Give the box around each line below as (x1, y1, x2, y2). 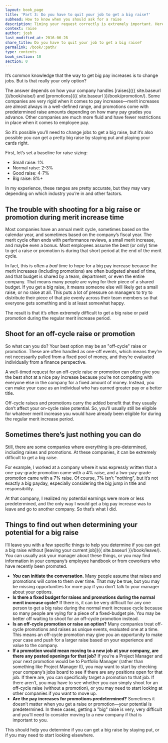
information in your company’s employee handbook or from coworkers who (5, 558, 160, 564)
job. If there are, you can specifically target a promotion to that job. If (12, 674, 154, 680)
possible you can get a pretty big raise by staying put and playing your (5, 135, 150, 141)
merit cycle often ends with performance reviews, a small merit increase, (5, 237, 155, 243)
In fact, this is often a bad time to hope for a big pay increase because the (5, 263, 157, 269)
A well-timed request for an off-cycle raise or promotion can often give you (5, 369, 160, 375)
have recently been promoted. (5, 563, 67, 569)
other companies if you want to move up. (12, 690, 97, 696)
